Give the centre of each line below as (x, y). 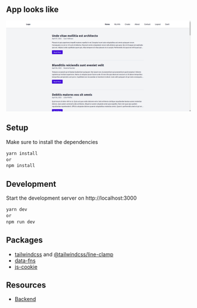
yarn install (22, 153)
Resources (26, 285)
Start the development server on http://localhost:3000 (71, 198)
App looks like (33, 10)
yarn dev (17, 210)
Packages (24, 240)
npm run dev (21, 222)
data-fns (25, 261)
